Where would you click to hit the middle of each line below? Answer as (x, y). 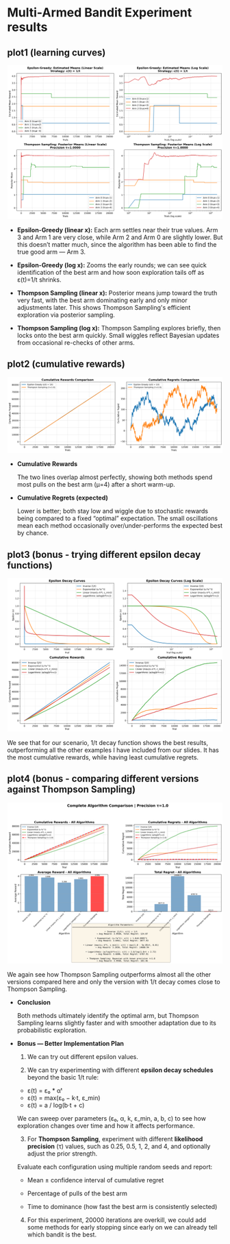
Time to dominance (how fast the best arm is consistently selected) (122, 1206)
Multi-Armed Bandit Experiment (100, 13)
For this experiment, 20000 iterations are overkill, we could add (117, 1220)
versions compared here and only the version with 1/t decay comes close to (114, 981)
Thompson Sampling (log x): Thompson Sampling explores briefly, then (119, 328)
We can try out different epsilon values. (82, 1056)
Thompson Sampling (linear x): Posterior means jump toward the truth (117, 293)
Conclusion (34, 1002)
